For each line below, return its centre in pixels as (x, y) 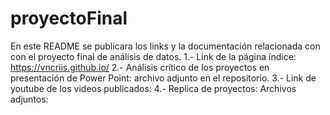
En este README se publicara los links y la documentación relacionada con (165, 46)
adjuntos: (29, 99)
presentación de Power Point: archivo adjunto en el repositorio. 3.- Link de (163, 78)
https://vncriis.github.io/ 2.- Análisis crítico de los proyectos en (140, 67)
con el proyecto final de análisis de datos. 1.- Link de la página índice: (153, 56)
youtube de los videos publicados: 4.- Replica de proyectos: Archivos (153, 88)
